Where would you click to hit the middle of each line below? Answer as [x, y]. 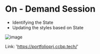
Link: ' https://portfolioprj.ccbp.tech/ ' [42, 46]
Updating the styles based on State [48, 27]
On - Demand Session [50, 9]
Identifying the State [33, 22]
